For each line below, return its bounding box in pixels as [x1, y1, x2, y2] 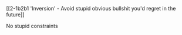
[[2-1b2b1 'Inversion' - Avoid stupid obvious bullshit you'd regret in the [6, 5, 176, 12]
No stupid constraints [6, 23, 58, 29]
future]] [6, 11, 25, 18]
